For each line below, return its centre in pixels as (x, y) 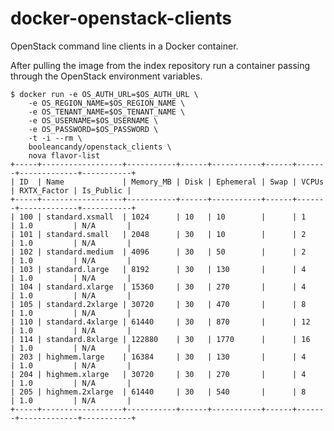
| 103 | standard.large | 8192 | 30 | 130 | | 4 (158, 269)
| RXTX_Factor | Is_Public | (71, 190)
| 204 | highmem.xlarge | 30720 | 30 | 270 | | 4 (158, 374)
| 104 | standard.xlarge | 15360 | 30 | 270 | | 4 (158, 287)
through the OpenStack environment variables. (106, 76)
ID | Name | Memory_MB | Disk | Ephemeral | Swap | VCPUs (172, 182)
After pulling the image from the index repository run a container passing (160, 65)
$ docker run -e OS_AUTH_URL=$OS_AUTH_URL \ (104, 94)
